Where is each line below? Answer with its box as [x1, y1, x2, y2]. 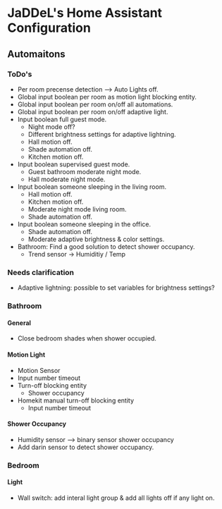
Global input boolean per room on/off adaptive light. [17, 107, 168, 116]
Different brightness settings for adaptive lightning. [27, 130, 176, 138]
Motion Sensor [17, 366, 61, 374]
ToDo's [7, 69, 32, 79]
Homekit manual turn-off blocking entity [17, 396, 135, 405]
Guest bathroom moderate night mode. [27, 167, 142, 176]
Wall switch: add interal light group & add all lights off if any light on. [17, 493, 215, 502]
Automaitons [7, 48, 66, 60]
